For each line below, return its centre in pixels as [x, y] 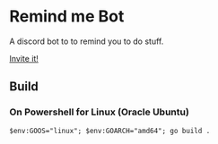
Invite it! [24, 58]
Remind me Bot [67, 17]
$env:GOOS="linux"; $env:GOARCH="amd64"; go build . [110, 131]
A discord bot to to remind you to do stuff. [87, 41]
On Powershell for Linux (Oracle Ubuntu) [100, 112]
